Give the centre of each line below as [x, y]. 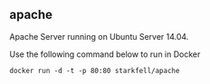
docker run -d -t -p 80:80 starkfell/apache [95, 70]
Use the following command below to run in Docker [105, 54]
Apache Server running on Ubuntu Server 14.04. [99, 36]
